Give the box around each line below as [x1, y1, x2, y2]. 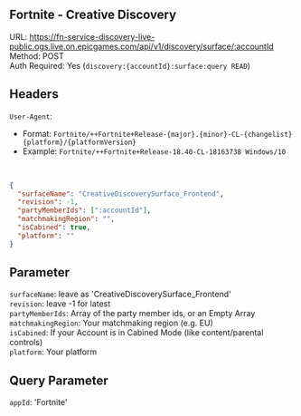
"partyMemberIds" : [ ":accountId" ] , [17, 206, 152, 216]
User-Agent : [9, 111, 52, 121]
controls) [9, 337, 43, 348]
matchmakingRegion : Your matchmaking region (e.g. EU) [9, 317, 214, 329]
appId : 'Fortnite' [9, 397, 68, 408]
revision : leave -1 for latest [9, 298, 111, 309]
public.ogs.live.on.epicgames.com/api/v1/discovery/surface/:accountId [9, 41, 274, 52]
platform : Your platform [9, 346, 98, 357]
